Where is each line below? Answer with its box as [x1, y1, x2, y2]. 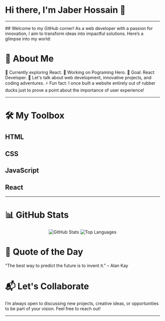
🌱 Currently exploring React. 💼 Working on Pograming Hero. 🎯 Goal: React [5, 69, 155, 75]
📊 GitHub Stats [5, 209, 69, 221]
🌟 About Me [5, 53, 54, 64]
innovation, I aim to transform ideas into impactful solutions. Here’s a [5, 31, 144, 36]
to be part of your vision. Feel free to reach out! [5, 305, 101, 312]
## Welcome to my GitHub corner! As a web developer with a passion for [5, 25, 153, 31]
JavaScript [5, 166, 39, 175]
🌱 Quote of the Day [5, 246, 83, 257]
